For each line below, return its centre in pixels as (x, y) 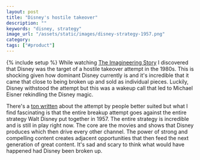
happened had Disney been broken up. (54, 150)
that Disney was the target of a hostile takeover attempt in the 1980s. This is (100, 69)
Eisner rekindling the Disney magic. (50, 94)
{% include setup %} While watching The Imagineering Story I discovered (97, 62)
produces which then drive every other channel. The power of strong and (97, 131)
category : (19, 40)
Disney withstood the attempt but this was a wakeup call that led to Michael (100, 88)
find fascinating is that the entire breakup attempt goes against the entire (96, 112)
